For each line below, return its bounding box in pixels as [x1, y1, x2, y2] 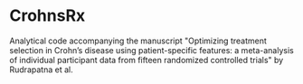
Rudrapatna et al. [9, 64, 74, 75]
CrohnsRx [9, 5, 86, 26]
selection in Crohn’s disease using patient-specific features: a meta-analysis [9, 44, 294, 55]
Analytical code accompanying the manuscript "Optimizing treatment [9, 35, 267, 46]
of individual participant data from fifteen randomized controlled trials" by [9, 54, 284, 65]
